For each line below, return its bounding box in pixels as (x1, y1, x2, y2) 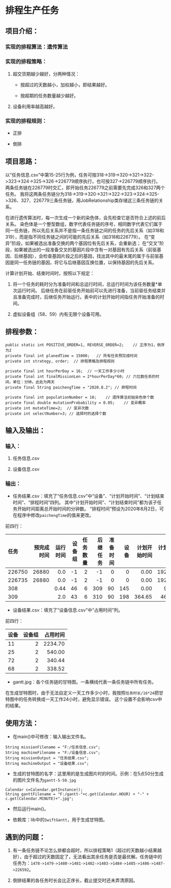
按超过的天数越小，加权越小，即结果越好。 (20, 81, 110, 87)
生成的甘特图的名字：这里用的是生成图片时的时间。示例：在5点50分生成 (12, 770, 164, 777)
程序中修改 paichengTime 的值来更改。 (17, 512, 94, 518)
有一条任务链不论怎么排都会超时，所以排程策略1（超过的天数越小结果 (12, 847, 158, 854)
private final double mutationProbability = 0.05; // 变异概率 (5, 400, 146, 405)
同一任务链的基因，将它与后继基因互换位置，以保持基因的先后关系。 (14, 259, 157, 265)
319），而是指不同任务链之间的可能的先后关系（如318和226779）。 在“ (5, 234, 151, 240)
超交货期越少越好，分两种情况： (12, 71, 80, 77)
